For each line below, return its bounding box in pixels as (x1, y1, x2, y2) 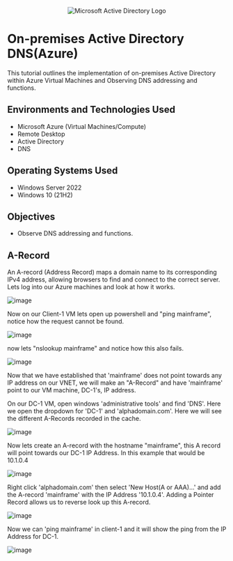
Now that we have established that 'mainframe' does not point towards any (7, 371, 223, 380)
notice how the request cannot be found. (7, 317, 124, 325)
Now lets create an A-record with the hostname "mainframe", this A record (7, 441, 221, 449)
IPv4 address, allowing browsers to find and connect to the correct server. (7, 275, 220, 284)
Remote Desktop (17, 130, 65, 138)
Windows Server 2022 (17, 183, 82, 192)
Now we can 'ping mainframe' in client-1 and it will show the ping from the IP (7, 525, 227, 533)
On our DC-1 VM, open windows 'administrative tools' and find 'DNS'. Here (7, 399, 221, 408)
